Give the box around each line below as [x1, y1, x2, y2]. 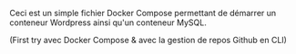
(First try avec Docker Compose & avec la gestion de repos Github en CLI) [9, 35, 287, 45]
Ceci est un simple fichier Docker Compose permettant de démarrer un [9, 8, 277, 18]
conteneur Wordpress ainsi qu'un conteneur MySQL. [9, 17, 207, 28]
